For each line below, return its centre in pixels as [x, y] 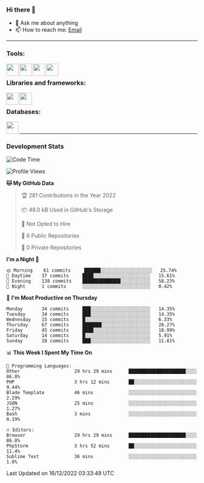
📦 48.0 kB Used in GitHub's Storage [67, 210]
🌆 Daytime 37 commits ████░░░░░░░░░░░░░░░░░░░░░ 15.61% [90, 276]
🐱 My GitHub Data [30, 183]
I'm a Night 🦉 [23, 259]
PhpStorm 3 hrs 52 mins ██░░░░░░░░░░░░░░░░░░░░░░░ [102, 446]
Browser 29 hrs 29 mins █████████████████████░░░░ [102, 435]
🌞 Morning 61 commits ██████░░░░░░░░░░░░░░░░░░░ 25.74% [92, 270]
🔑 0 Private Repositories [51, 248]
